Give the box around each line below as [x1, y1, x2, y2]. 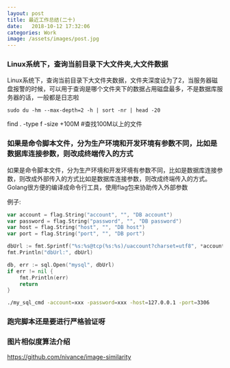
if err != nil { [7, 268, 53, 275]
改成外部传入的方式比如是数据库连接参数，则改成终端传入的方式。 [25, 174, 211, 182]
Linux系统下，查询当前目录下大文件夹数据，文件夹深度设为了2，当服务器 [7, 76, 212, 84]
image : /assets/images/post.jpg [7, 36, 99, 42]
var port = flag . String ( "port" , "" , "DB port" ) [7, 230, 146, 237]
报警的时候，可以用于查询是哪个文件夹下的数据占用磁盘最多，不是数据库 [12, 85, 217, 93]
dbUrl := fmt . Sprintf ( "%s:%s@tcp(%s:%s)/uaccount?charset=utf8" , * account [7, 243, 225, 250]
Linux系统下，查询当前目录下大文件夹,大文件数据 [7, 60, 169, 69]
